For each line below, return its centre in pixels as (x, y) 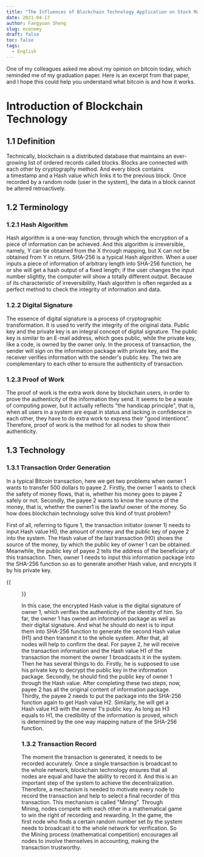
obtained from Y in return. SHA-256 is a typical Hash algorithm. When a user (102, 257)
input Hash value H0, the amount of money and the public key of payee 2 (98, 531)
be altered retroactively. (36, 188)
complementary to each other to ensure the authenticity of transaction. (95, 364)
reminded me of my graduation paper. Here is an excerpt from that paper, (98, 75)
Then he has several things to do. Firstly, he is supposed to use (100, 663)
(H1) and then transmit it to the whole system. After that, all (95, 638)
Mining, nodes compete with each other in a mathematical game (102, 809)
